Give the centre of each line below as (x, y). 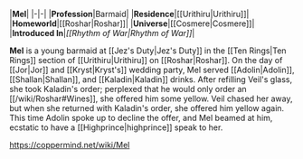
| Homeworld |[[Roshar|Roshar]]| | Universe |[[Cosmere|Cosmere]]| (132, 23)
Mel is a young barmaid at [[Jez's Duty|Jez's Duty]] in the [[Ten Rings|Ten (148, 51)
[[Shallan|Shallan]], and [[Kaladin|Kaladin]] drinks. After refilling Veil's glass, (151, 79)
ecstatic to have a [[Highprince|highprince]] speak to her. (116, 127)
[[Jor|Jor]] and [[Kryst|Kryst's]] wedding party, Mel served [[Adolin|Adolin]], (152, 70)
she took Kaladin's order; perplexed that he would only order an (128, 89)
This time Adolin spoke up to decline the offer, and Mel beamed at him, (141, 118)
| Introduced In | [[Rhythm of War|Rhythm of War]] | (102, 33)
